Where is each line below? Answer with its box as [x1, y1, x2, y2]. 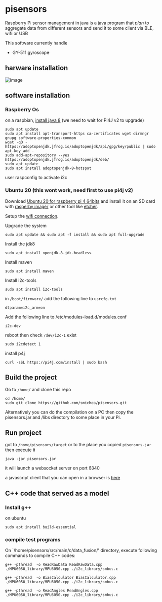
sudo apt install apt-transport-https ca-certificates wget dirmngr [5, 131, 149, 137]
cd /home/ [5, 396, 26, 401]
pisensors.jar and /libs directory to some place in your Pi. [5, 414, 121, 420]
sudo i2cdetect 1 [5, 341, 41, 347]
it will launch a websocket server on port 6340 [5, 465, 100, 471]
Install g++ [5, 504, 32, 510]
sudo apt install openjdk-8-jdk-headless [5, 250, 92, 255]
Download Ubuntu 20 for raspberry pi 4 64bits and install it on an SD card [5, 198, 156, 204]
